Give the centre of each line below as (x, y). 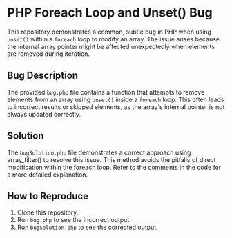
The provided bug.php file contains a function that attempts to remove (106, 92)
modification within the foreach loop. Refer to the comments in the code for (114, 167)
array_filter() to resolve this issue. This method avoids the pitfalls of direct (112, 159)
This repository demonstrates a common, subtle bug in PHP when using (109, 32)
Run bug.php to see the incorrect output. (74, 220)
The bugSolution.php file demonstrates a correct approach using (99, 152)
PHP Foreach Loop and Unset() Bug (110, 13)
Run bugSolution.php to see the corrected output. (87, 227)
